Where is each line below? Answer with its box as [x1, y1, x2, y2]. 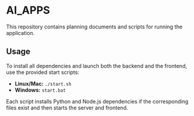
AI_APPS [6, 4, 50, 17]
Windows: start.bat [14, 86, 66, 94]
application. [6, 29, 35, 36]
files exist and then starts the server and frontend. [6, 104, 128, 111]
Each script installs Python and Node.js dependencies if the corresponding [6, 98, 189, 105]
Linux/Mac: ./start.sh [14, 80, 72, 87]
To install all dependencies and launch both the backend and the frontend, [6, 62, 187, 69]
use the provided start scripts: [6, 69, 80, 76]
